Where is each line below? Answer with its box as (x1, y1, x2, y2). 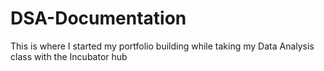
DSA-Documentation (10, 7, 187, 30)
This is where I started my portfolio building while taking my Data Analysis (10, 40, 315, 52)
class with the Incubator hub (10, 50, 128, 62)
